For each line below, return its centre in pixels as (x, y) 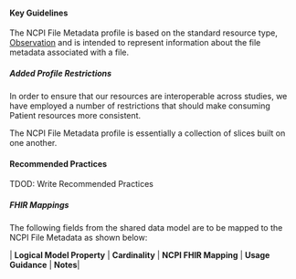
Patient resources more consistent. (75, 116)
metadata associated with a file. (69, 52)
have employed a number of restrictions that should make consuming (140, 106)
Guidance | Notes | (45, 265)
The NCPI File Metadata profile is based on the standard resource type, (144, 33)
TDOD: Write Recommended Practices (81, 184)
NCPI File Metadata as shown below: (79, 238)
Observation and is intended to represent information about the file (135, 43)
